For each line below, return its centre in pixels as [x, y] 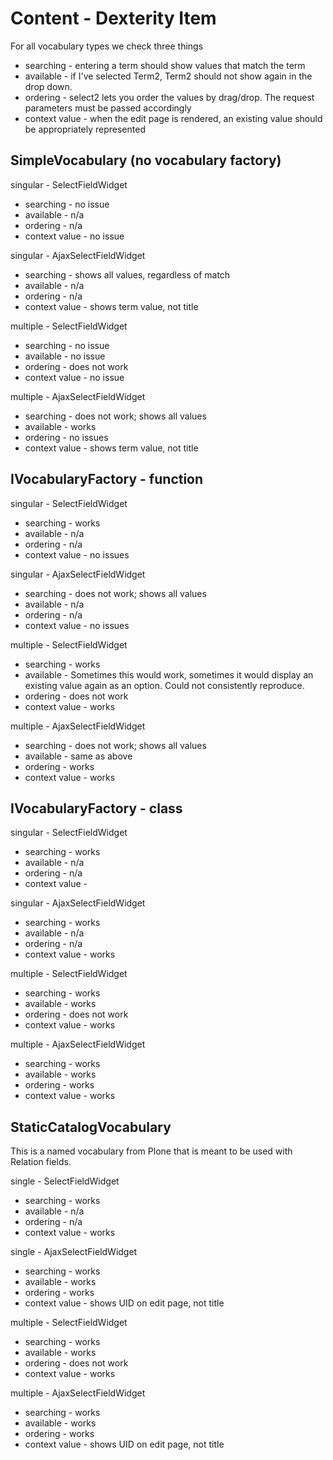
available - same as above [78, 756]
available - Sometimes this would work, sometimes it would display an [169, 674]
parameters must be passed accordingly [108, 108]
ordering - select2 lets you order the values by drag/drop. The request [169, 97]
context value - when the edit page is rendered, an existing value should [173, 118]
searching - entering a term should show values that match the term [165, 65]
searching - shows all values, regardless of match [127, 274]
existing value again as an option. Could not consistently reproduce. [164, 685]
